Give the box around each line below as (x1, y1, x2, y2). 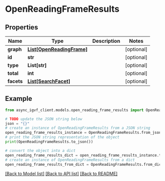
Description (92, 38, 120, 44)
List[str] (27, 62, 47, 68)
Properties (5, 23, 38, 31)
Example (5, 94, 32, 103)
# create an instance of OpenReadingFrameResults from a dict (5, 157, 135, 162)
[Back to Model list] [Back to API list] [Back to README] (5, 171, 118, 177)
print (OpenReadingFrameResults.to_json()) (5, 139, 93, 145)
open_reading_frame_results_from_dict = (5, 162, 89, 167)
